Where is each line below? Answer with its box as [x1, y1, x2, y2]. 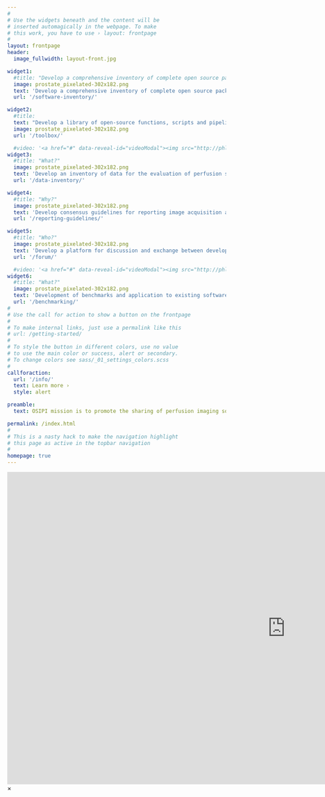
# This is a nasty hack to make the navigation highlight [7, 433, 178, 440]
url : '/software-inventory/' [13, 94, 98, 101]
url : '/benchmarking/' [13, 299, 79, 305]
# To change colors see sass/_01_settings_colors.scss [7, 356, 169, 363]
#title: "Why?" [13, 196, 58, 203]
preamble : [7, 401, 36, 408]
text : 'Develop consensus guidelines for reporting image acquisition [13, 209, 222, 216]
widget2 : [7, 106, 33, 113]
